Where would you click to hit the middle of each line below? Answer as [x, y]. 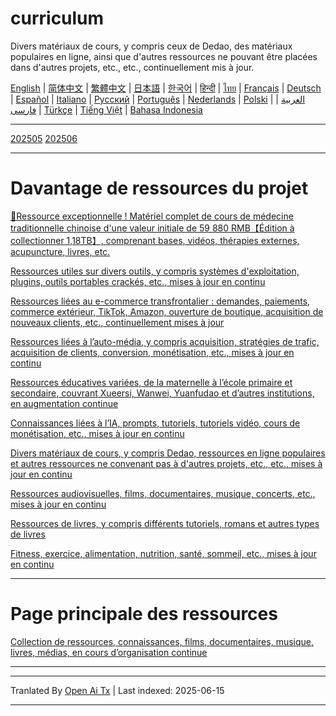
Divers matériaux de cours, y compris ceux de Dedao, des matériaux [151, 46]
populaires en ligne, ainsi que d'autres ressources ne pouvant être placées [164, 56]
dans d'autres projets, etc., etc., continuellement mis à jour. [132, 67]
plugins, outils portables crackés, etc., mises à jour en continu [138, 281]
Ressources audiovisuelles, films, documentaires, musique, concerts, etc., [163, 493]
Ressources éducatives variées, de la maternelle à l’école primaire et [151, 382]
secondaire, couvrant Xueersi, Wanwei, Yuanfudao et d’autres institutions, [162, 393]
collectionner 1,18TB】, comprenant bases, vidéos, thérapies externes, [155, 240]
